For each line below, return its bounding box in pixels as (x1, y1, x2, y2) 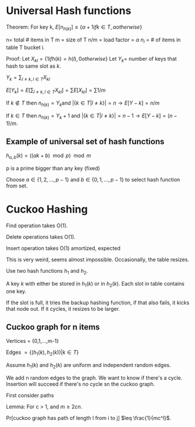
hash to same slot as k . (6, 63, 61, 70)
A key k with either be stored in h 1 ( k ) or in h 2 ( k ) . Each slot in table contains (6, 280, 185, 289)
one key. (6, 287, 27, 294)
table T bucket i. (6, 44, 45, 51)
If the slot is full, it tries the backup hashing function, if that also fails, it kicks (6, 299, 190, 306)
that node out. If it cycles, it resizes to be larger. (6, 305, 120, 312)
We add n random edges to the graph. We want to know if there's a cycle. (6, 374, 183, 381)
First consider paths (6, 392, 54, 399)
